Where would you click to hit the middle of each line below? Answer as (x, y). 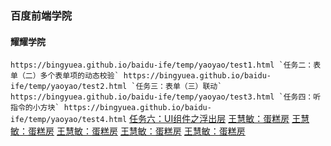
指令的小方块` (35, 108)
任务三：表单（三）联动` (179, 87)
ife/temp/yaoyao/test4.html (69, 120)
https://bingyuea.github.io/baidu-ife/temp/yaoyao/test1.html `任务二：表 (166, 65)
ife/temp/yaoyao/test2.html (69, 87)
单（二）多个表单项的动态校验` (65, 76)
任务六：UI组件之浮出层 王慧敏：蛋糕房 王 (215, 119)
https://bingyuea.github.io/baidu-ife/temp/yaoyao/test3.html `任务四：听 (166, 97)
